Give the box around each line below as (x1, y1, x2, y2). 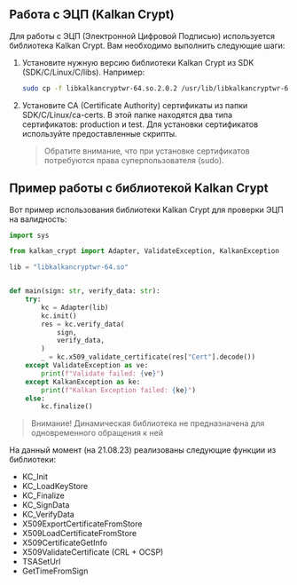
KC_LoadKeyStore (21, 481, 89, 492)
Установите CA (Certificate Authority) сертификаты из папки (21, 99, 248, 110)
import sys (9, 231, 50, 240)
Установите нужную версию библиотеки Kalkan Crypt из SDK (21, 57, 254, 67)
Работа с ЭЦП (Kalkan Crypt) (9, 7, 175, 22)
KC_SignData (21, 500, 70, 510)
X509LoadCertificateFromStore (21, 528, 137, 539)
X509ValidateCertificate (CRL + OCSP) (21, 547, 164, 557)
